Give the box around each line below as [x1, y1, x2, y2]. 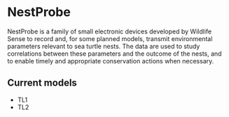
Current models [7, 77, 77, 89]
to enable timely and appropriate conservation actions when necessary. [7, 56, 214, 65]
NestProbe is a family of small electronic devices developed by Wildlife [7, 27, 212, 36]
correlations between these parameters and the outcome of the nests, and [7, 49, 222, 58]
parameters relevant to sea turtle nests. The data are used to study [7, 42, 200, 50]
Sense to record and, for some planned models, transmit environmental [7, 34, 213, 42]
